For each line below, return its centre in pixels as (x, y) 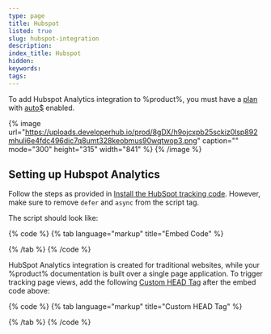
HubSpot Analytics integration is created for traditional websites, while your (134, 265)
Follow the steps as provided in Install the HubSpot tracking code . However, (135, 194)
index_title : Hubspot (45, 53)
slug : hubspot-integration (54, 38)
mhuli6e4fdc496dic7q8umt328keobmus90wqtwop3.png (103, 140)
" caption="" (218, 140)
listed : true (30, 31)
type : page (27, 16)
